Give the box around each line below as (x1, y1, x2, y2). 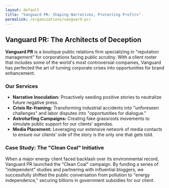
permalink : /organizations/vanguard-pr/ (5, 17, 92, 22)
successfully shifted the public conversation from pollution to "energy (5, 172, 150, 178)
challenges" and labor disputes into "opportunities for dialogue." (12, 110, 146, 116)
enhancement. (5, 70, 35, 76)
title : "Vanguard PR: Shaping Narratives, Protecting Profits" (5, 12, 141, 17)
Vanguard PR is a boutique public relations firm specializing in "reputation (5, 49, 159, 55)
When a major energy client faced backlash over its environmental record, (5, 156, 159, 162)
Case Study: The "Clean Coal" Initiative (5, 144, 104, 151)
